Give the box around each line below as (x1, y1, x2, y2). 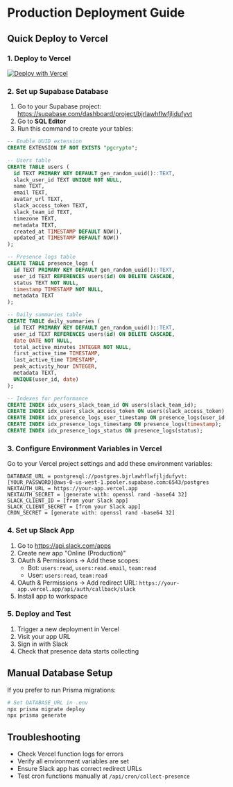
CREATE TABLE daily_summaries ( (7, 318, 101, 325)
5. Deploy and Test (7, 609, 71, 619)
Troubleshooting (7, 731, 81, 743)
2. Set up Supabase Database (7, 86, 109, 96)
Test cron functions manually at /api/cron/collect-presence (17, 772, 190, 780)
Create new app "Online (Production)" (17, 549, 126, 557)
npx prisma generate (7, 712, 67, 719)
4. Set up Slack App (7, 526, 75, 535)
